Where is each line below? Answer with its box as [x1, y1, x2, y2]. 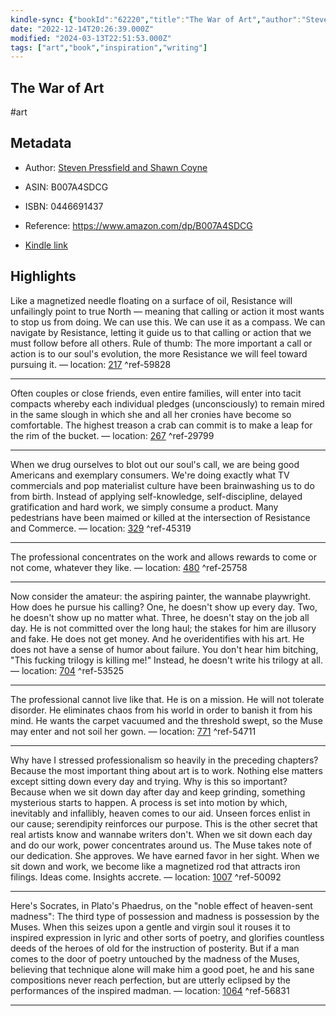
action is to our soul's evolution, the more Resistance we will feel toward [10, 347, 308, 360]
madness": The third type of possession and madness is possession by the [10, 910, 320, 922]
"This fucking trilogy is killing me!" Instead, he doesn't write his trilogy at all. [10, 654, 323, 666]
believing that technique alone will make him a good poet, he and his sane [10, 963, 315, 975]
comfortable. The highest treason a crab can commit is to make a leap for [10, 419, 313, 431]
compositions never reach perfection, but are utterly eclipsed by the [10, 974, 291, 986]
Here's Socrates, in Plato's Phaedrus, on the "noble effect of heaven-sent [10, 899, 313, 911]
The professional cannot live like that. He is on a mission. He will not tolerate [10, 693, 325, 705]
